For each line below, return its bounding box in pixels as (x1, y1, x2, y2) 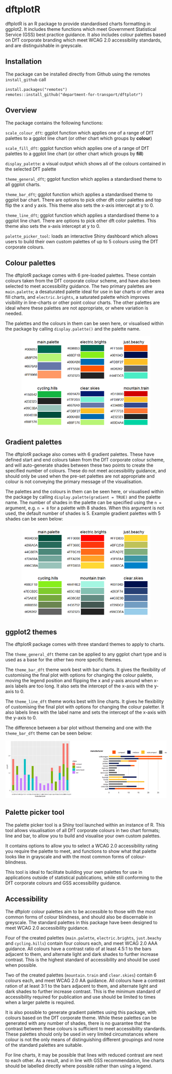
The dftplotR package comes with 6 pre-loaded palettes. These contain (5, 272, 156, 278)
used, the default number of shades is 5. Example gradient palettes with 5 (5, 510, 161, 516)
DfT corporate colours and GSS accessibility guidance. (5, 879, 121, 886)
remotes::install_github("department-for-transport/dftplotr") (5, 92, 143, 97)
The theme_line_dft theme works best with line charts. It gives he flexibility (5, 698, 164, 704)
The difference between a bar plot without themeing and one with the (5, 724, 152, 731)
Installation (5, 57, 42, 66)
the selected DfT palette (5, 166, 56, 172)
